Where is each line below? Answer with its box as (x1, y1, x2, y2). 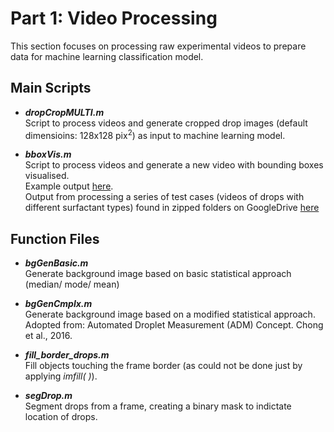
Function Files (10, 230, 100, 247)
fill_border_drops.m (24, 349, 110, 361)
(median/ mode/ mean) (24, 278, 120, 291)
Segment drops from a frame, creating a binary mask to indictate (24, 400, 292, 412)
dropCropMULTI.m (24, 106, 105, 118)
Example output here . (24, 180, 114, 192)
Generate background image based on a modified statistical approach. (24, 308, 316, 321)
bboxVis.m (24, 148, 72, 161)
